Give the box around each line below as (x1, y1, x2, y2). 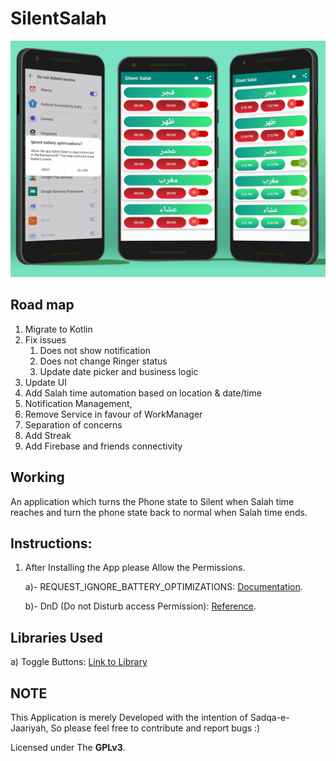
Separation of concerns (24, 418, 123, 431)
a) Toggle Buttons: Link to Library (10, 656, 148, 668)
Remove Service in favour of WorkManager (24, 408, 203, 420)
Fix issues (24, 333, 67, 346)
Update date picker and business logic (39, 365, 199, 377)
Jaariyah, (10, 722, 49, 734)
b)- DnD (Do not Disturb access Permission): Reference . (24, 600, 257, 612)
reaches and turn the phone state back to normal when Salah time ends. (10, 506, 308, 518)
